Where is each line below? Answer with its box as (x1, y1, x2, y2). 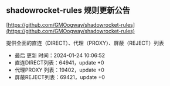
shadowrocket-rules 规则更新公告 (6, 5, 130, 16)
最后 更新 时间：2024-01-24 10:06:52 (14, 52, 106, 59)
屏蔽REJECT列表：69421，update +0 (14, 73, 106, 80)
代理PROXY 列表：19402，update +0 (14, 66, 104, 73)
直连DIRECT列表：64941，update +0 (14, 59, 104, 66)
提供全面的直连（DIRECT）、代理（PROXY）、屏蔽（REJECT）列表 (6, 40, 164, 46)
